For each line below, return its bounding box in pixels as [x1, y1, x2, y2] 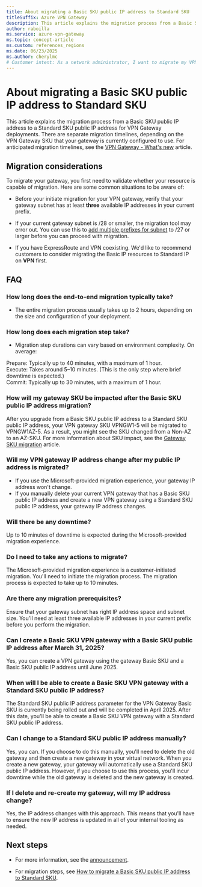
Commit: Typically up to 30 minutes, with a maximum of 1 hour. [6, 379, 162, 386]
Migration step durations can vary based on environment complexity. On [14, 341, 194, 349]
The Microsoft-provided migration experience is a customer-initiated [6, 566, 176, 573]
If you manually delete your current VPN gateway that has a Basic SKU [14, 490, 190, 497]
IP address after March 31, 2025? [6, 643, 105, 652]
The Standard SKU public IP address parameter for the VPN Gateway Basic [6, 700, 192, 707]
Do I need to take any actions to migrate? [6, 553, 128, 561]
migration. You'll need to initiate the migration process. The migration [6, 573, 177, 580]
